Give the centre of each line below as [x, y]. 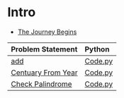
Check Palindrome [41, 84]
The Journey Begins [47, 32]
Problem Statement [44, 49]
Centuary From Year [44, 73]
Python [97, 49]
